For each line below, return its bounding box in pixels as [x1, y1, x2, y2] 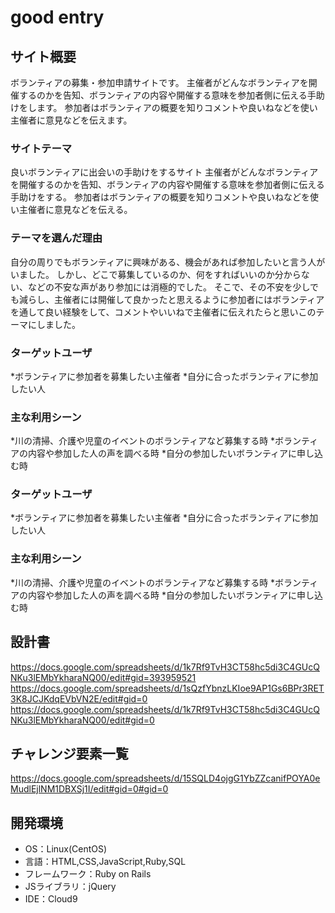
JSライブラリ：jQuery [24, 881, 117, 893]
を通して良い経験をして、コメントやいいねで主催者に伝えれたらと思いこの [10, 306, 317, 318]
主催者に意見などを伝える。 [18, 204, 133, 216]
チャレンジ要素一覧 [10, 745, 129, 762]
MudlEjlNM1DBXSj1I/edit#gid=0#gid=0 [10, 783, 169, 795]
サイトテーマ [10, 141, 73, 155]
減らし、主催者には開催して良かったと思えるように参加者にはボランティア [18, 293, 325, 305]
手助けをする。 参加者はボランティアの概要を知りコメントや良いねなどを [10, 191, 311, 203]
